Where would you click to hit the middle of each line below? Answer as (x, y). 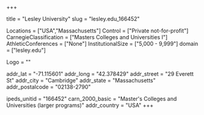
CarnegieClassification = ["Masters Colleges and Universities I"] (87, 37)
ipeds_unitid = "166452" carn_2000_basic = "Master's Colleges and (92, 99)
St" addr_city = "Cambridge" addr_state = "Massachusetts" (81, 80)
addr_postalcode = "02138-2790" (49, 87)
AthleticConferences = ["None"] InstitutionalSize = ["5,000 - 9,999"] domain (102, 44)
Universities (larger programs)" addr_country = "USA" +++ (80, 105)
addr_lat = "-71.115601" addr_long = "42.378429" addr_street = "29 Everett (100, 74)
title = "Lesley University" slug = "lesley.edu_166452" (73, 19)
